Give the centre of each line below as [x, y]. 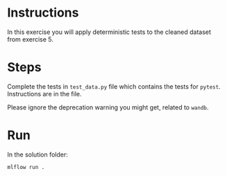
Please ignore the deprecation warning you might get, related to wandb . [108, 107]
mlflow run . [26, 167]
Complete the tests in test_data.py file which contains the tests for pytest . [114, 86]
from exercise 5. [31, 39]
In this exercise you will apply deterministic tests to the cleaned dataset [109, 32]
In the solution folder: [37, 155]
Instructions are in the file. [44, 94]
